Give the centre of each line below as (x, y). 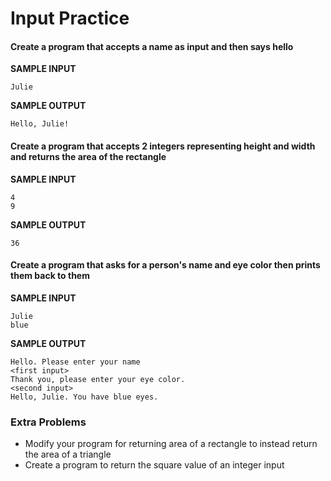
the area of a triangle (68, 454)
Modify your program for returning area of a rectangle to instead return (171, 444)
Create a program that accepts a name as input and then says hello (152, 46)
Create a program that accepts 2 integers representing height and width (163, 146)
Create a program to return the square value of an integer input (154, 465)
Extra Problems (48, 422)
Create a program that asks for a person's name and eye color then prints (165, 265)
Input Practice (70, 18)
